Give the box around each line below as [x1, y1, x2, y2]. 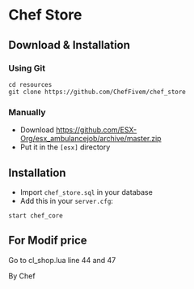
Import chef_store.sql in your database [19, 187, 154, 196]
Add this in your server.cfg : [19, 196, 113, 205]
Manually [8, 106, 46, 118]
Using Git [8, 63, 46, 74]
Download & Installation [8, 38, 131, 52]
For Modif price [8, 234, 87, 248]
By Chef [8, 270, 36, 281]
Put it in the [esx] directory [19, 142, 111, 152]
